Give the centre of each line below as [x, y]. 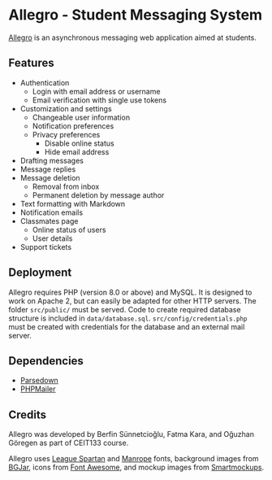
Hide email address [77, 151]
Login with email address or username [96, 91]
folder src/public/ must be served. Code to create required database [125, 309]
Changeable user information [81, 117]
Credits [28, 415]
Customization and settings [66, 108]
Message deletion [50, 177]
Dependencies [46, 361]
